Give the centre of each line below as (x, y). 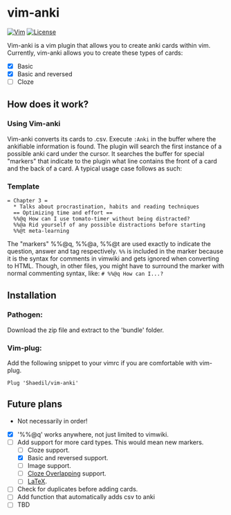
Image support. (49, 466)
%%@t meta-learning (41, 231)
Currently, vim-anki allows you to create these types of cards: (95, 53)
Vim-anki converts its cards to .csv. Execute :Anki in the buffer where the (112, 139)
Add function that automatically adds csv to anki (86, 497)
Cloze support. (49, 450)
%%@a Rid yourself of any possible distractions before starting (110, 225)
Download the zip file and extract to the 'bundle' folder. (86, 330)
